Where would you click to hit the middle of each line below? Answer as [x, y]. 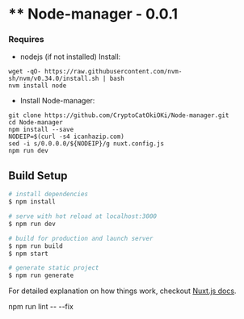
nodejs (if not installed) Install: [70, 57]
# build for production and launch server [81, 238]
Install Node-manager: [57, 101]
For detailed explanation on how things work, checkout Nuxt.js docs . [122, 291]
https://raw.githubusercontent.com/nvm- [113, 72]
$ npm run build [36, 246]
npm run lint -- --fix [41, 307]
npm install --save [41, 130]
